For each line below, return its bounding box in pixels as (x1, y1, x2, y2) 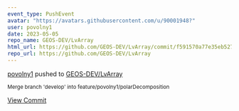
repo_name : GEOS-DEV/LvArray (7, 37, 94, 44)
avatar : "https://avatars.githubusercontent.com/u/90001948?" (7, 17, 196, 24)
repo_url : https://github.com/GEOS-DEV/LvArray (7, 51, 152, 58)
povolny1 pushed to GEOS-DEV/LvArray (7, 69, 123, 78)
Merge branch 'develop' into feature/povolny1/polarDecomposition (7, 83, 170, 90)
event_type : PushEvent (7, 10, 75, 18)
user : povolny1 (7, 23, 53, 31)
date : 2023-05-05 (7, 30, 59, 38)
